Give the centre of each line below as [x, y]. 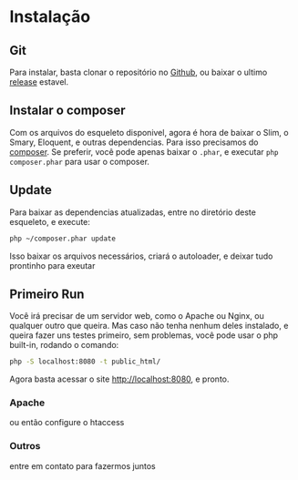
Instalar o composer [67, 111]
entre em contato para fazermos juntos [83, 465]
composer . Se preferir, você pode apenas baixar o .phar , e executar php [144, 151]
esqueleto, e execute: [50, 221]
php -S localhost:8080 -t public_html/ [85, 362]
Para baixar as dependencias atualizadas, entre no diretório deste [133, 212]
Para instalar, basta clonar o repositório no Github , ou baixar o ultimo [139, 72]
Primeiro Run [47, 294]
